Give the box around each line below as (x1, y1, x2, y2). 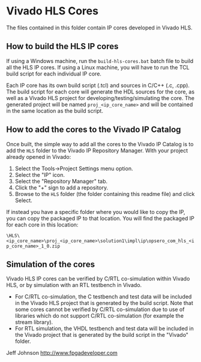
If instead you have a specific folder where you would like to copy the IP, (6, 208, 185, 215)
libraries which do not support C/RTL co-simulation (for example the (14, 312, 184, 319)
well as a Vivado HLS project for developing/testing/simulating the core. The (6, 94, 195, 101)
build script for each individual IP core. (6, 70, 102, 77)
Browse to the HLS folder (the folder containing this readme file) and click (14, 190, 195, 197)
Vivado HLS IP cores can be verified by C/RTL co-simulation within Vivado (6, 275, 190, 282)
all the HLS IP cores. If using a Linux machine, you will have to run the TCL (6, 64, 190, 71)
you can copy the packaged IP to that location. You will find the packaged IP (6, 215, 195, 222)
